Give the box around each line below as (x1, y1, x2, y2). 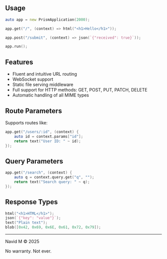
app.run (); (5, 44, 28, 49)
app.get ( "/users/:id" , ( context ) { (5, 129, 79, 134)
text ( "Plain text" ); (5, 220, 48, 225)
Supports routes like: (5, 119, 48, 126)
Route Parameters (5, 106, 62, 115)
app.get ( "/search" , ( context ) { (5, 170, 72, 175)
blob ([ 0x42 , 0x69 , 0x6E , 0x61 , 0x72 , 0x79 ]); (5, 225, 101, 230)
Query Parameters (5, 157, 64, 166)
